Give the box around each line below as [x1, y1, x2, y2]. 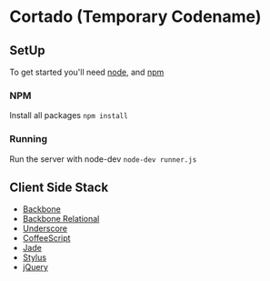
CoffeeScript [22, 233, 71, 244]
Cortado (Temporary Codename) [9, 6, 262, 27]
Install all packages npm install [9, 110, 129, 121]
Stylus [22, 252, 47, 263]
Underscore [22, 223, 68, 234]
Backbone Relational [22, 214, 100, 225]
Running [9, 133, 48, 146]
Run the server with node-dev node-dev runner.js [9, 153, 197, 165]
